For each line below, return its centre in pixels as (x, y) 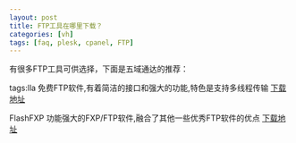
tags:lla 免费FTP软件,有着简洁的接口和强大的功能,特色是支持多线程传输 (139, 88)
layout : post (34, 17)
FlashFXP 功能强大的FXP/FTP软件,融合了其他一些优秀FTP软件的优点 (135, 118)
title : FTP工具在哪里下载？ (56, 26)
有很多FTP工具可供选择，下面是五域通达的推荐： (99, 69)
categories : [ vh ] (42, 34)
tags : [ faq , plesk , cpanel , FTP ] (72, 42)
